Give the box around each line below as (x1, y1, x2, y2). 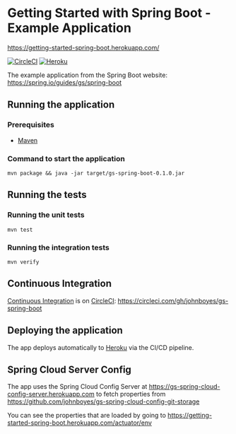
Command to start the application (7, 153, 125, 163)
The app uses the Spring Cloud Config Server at (7, 382, 148, 391)
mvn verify (7, 258, 40, 266)
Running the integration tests (7, 242, 110, 252)
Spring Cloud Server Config (7, 363, 132, 375)
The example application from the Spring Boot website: (7, 71, 168, 79)
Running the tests (7, 189, 87, 201)
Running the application (7, 99, 115, 111)
